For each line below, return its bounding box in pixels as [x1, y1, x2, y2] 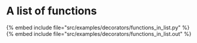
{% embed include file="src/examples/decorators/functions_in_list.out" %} [6, 30, 192, 37]
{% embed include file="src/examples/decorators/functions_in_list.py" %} [6, 24, 190, 31]
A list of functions [6, 4, 97, 18]
